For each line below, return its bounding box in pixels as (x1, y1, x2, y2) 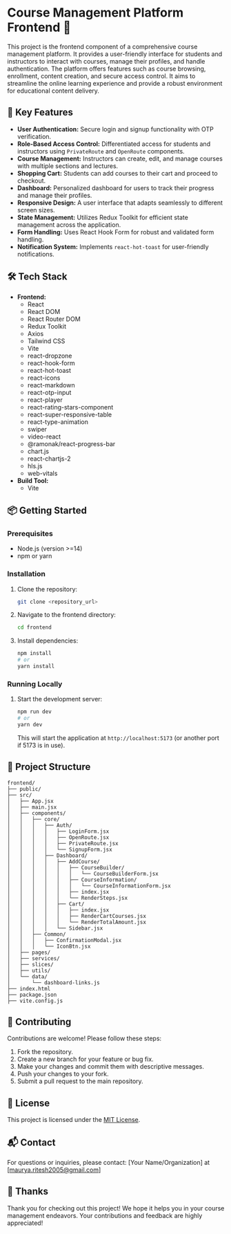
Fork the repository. (17, 1048, 74, 1056)
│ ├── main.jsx (7, 804, 57, 811)
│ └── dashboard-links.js (7, 979, 100, 986)
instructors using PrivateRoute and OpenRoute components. (17, 147, 185, 155)
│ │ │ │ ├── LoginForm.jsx (7, 828, 110, 835)
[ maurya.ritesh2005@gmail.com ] (7, 1166, 101, 1174)
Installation (7, 569, 46, 579)
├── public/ (7, 785, 41, 793)
